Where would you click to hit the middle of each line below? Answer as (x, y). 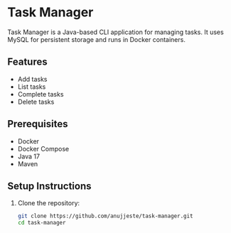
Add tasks (32, 79)
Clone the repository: (49, 203)
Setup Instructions (49, 186)
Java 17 (29, 156)
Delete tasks (36, 102)
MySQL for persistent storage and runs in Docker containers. (97, 39)
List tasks (32, 87)
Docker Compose (43, 148)
